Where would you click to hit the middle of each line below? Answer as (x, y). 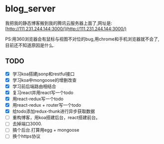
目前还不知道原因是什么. (30, 45)
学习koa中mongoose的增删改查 (44, 80)
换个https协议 (26, 136)
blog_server (30, 9)
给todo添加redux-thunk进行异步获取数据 (54, 111)
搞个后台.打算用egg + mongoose (46, 130)
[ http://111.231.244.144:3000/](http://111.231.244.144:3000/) (66, 28)
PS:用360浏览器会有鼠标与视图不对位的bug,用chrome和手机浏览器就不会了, (82, 39)
